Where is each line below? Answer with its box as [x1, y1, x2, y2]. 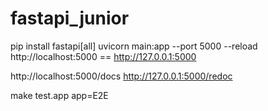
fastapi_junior [10, 7, 130, 30]
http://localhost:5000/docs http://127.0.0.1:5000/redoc [10, 70, 233, 82]
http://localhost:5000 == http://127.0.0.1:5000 [10, 50, 197, 62]
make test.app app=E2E [10, 89, 109, 101]
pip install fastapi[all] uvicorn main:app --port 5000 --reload [10, 40, 258, 52]
